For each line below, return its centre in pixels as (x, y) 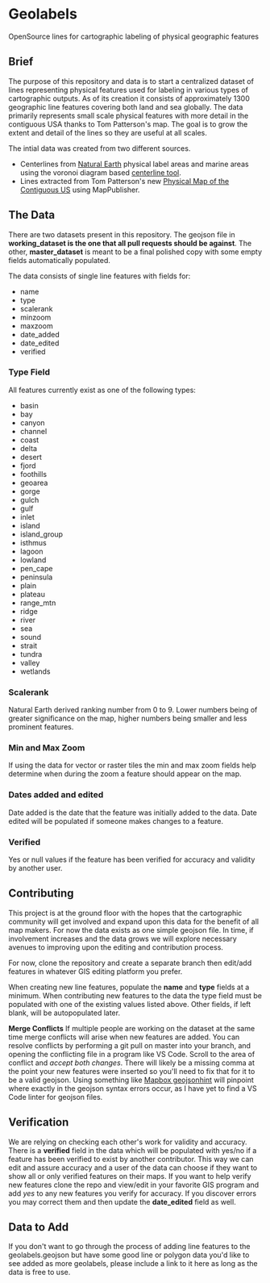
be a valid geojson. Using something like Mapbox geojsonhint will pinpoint (131, 1080)
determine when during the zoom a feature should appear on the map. (125, 774)
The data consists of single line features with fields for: (100, 276)
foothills (33, 474)
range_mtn (38, 603)
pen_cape (36, 568)
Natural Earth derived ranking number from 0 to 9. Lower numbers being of (133, 710)
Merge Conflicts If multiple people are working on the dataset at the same (132, 1028)
